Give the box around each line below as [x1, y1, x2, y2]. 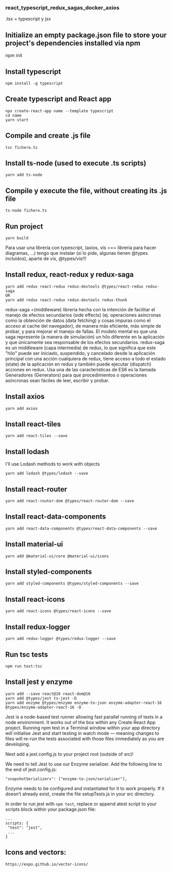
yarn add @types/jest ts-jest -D [5, 695, 77, 701]
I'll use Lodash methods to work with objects [5, 461, 100, 467]
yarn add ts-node [5, 173, 43, 178]
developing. [5, 741, 30, 747]
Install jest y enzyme [5, 677, 73, 687]
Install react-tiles [5, 420, 61, 428]
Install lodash [5, 447, 49, 456]
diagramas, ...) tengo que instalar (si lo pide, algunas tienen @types [5, 250, 148, 256]
